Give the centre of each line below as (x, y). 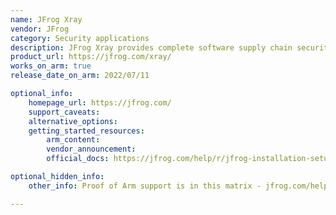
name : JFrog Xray (46, 19)
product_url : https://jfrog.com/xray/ (91, 57)
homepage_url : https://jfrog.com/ (100, 102)
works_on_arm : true (51, 66)
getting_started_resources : (86, 131)
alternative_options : (73, 121)
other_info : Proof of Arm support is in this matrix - (145, 186)
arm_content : (73, 140)
